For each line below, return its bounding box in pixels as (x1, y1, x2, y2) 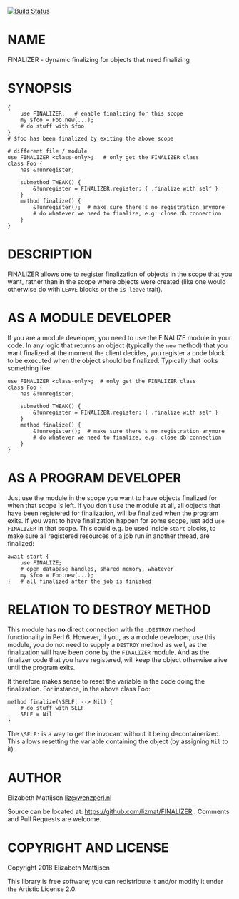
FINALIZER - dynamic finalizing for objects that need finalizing (7, 55, 190, 64)
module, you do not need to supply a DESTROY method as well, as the (7, 640, 207, 649)
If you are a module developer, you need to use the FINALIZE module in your (7, 333, 232, 342)
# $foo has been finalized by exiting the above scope (7, 135, 174, 142)
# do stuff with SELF (20, 704, 84, 711)
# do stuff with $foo (20, 122, 84, 130)
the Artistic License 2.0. (7, 885, 77, 893)
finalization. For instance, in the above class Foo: (7, 684, 151, 693)
